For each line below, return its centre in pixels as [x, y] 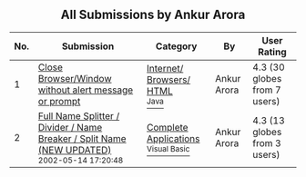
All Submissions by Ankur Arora [153, 15]
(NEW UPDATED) [75, 150]
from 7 [267, 90]
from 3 [267, 143]
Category [176, 46]
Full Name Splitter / [79, 115]
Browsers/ [168, 79]
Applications [173, 138]
